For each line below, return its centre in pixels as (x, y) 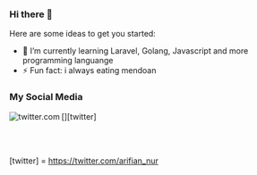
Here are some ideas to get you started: (83, 34)
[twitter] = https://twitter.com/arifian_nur (84, 161)
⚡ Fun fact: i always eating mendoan (89, 71)
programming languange (68, 61)
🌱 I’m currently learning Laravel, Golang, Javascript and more (135, 51)
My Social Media (46, 97)
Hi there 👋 (31, 14)
